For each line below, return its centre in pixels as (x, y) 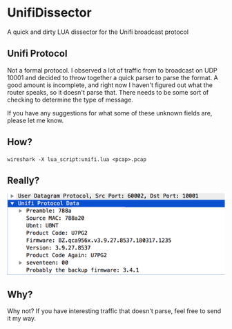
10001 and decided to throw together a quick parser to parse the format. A (113, 77)
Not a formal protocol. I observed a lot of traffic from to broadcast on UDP (112, 70)
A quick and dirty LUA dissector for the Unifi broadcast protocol (98, 32)
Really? (23, 180)
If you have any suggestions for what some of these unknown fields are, (110, 113)
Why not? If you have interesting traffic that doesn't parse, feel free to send (114, 311)
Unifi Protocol (37, 54)
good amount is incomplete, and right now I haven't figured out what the (110, 85)
